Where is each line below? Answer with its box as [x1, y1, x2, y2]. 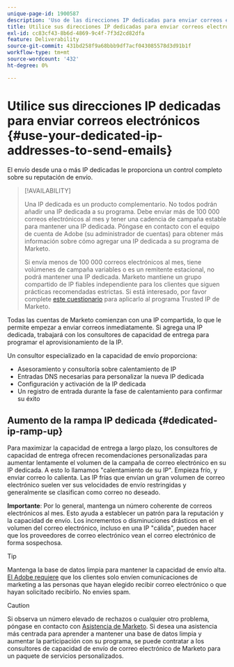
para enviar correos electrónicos [7, 113, 201, 129]
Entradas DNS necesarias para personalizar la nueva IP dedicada [17, 372, 204, 380]
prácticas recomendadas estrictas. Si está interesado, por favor [24, 287, 208, 296]
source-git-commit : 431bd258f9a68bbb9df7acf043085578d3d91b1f [7, 42, 192, 49]
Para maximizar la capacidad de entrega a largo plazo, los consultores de [7, 444, 218, 453]
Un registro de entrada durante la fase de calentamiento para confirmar [17, 387, 223, 395]
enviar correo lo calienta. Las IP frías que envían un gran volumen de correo [7, 473, 225, 482]
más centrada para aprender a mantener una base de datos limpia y [7, 629, 202, 638]
